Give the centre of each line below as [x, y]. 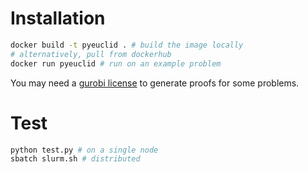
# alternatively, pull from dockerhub [91, 54]
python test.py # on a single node [84, 150]
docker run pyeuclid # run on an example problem [116, 63]
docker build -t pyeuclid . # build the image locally [127, 45]
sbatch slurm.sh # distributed [75, 159]
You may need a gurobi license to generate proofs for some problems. [155, 83]
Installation [58, 18]
